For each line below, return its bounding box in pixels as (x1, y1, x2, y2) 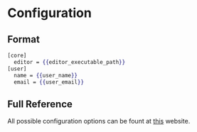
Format (7, 33, 41, 45)
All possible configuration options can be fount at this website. (7, 117, 191, 126)
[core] (7, 52, 27, 59)
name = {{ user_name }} (14, 72, 78, 79)
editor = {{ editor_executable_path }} (14, 58, 126, 65)
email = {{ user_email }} (14, 78, 84, 86)
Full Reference (7, 98, 73, 110)
